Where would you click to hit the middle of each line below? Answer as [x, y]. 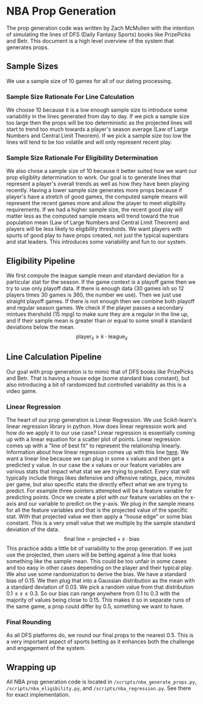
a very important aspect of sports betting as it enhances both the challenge [101, 642]
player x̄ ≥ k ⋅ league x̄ [102, 337]
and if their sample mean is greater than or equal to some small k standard [99, 321]
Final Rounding [29, 622]
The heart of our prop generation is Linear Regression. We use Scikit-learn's [101, 420]
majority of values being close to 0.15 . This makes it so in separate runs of [98, 600]
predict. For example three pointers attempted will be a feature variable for [99, 491]
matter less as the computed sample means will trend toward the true [93, 216]
